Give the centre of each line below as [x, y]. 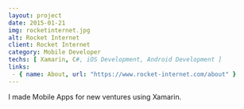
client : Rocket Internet [49, 45]
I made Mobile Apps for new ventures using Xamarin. [95, 96]
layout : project [35, 15]
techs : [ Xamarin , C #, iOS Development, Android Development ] [115, 60]
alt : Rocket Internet [44, 38]
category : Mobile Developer [55, 52]
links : [19, 67]
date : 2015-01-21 [37, 23]
